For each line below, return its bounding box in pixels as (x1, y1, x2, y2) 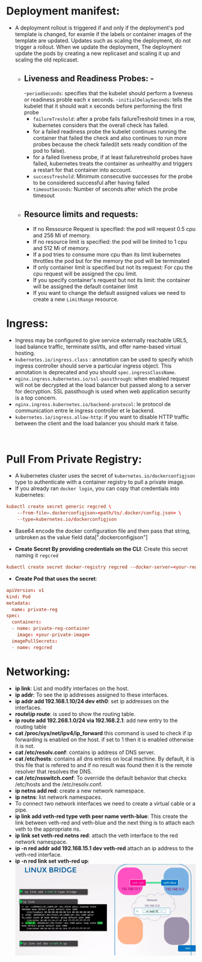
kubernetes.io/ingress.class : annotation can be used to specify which (14, 356, 194, 363)
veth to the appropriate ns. (14, 825, 81, 833)
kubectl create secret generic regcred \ (6, 504, 112, 510)
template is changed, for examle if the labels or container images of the (14, 30, 192, 37)
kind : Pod (6, 594, 31, 600)
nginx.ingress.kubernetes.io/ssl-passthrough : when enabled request (14, 375, 189, 382)
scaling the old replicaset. (14, 56, 79, 63)
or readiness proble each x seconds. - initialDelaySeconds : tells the (23, 96, 192, 103)
